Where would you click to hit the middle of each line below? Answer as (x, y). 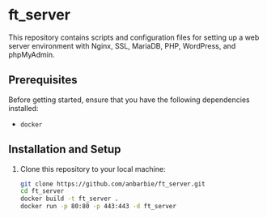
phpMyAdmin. (32, 54)
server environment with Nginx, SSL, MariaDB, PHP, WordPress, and (122, 45)
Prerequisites (43, 80)
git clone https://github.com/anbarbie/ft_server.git (112, 184)
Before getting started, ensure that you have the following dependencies (129, 100)
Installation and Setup (65, 150)
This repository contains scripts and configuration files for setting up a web (134, 37)
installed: (23, 108)
